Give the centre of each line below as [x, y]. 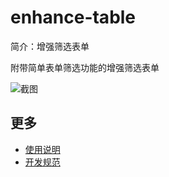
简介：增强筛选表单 [50, 46]
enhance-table [73, 17]
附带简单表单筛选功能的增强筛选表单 [85, 67]
